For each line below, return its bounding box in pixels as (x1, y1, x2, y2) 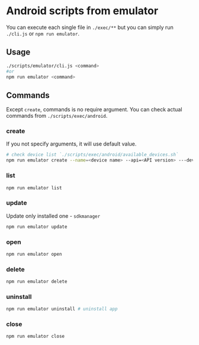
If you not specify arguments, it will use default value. (6, 140, 137, 147)
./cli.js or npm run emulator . (6, 30, 80, 37)
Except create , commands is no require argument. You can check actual (6, 106, 182, 113)
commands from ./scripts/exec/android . (6, 112, 108, 120)
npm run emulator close (6, 333, 65, 340)
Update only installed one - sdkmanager (6, 212, 101, 220)
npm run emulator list (6, 185, 62, 191)
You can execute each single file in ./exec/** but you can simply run (6, 24, 174, 31)
